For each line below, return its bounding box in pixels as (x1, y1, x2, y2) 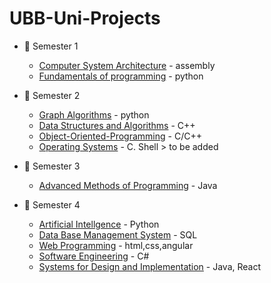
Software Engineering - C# (38, 250, 150, 262)
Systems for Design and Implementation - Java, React (38, 260, 262, 272)
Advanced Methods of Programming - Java (38, 179, 218, 191)
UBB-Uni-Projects (9, 7, 161, 30)
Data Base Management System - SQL (38, 228, 198, 241)
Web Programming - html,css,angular (38, 239, 194, 251)
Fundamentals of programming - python (38, 70, 204, 82)
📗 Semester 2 (23, 89, 81, 101)
